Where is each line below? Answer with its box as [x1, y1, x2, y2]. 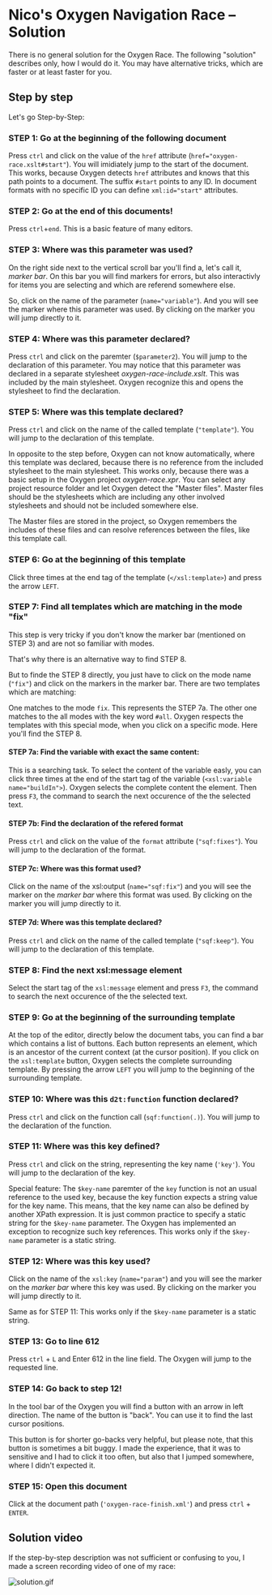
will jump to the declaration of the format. [8, 845, 147, 855]
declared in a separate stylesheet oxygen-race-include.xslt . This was [8, 368, 240, 378]
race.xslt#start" [8, 161, 67, 170]
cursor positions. [8, 1418, 65, 1429]
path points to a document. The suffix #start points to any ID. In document [8, 177, 257, 187]
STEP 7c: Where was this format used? [8, 863, 142, 873]
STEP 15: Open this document [8, 1481, 127, 1492]
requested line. [8, 1363, 58, 1373]
